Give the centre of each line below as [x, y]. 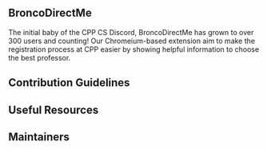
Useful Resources [54, 110]
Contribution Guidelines [69, 83]
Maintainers [39, 137]
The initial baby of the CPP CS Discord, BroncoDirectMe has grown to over [131, 32]
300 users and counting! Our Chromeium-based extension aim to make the [132, 41]
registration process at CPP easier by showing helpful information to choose [134, 49]
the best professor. [40, 57]
